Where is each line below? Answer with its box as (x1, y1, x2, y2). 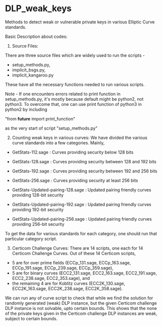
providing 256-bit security (12, 221, 65, 227)
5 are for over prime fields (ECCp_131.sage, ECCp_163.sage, (12, 259, 131, 265)
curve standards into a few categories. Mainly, (12, 139, 105, 146)
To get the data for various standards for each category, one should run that (5, 230, 157, 236)
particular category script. (5, 236, 57, 241)
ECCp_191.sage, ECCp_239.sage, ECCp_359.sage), (12, 265, 114, 271)
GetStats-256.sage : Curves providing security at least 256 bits (12, 177, 138, 183)
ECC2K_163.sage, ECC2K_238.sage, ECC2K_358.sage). (12, 285, 123, 292)
